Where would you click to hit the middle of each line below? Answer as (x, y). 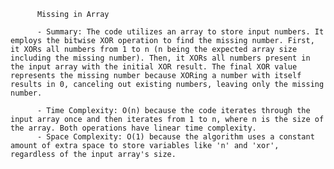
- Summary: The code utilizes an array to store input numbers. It (180, 32)
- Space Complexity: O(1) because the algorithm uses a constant (175, 137)
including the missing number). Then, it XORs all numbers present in (160, 58)
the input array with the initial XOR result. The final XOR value (154, 67)
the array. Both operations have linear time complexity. (133, 128)
